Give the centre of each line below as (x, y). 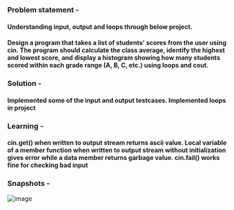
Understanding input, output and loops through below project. (100, 27)
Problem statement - (43, 10)
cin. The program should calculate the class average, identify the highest (116, 50)
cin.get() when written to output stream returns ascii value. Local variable (117, 143)
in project (22, 108)
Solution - (25, 84)
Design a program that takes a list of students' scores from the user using (117, 43)
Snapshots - (29, 183)
